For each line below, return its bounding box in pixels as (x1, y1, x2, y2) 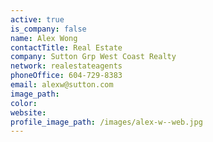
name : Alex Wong (10, 33, 78, 43)
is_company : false (10, 24, 87, 34)
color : (10, 98, 38, 108)
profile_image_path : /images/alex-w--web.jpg (10, 117, 203, 127)
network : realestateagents (10, 61, 123, 71)
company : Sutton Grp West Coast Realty (10, 52, 177, 62)
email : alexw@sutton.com (10, 80, 114, 90)
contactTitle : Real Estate (10, 42, 123, 53)
